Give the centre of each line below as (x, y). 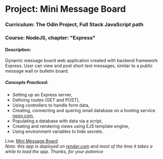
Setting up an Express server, (42, 95)
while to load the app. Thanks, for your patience (54, 152)
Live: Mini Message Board (31, 141)
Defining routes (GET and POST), (46, 100)
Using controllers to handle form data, (51, 105)
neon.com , (23, 116)
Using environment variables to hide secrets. (58, 131)
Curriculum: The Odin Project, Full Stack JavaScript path (74, 25)
